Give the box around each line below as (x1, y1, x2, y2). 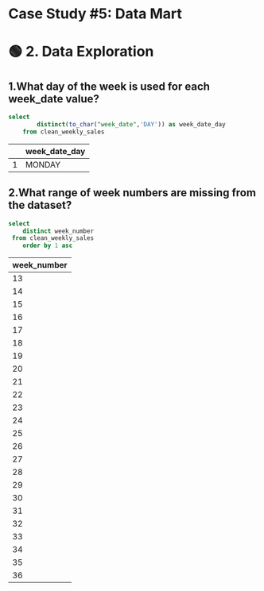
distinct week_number (22, 227, 94, 235)
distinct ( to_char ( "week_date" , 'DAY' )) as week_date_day (37, 121, 226, 129)
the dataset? (8, 199, 72, 212)
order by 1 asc (22, 241, 73, 250)
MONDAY (25, 159, 61, 170)
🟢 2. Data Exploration (8, 43, 154, 60)
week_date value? (8, 92, 99, 106)
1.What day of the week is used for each (8, 79, 211, 93)
